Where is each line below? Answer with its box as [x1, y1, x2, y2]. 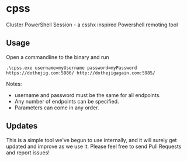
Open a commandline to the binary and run [6, 53, 109, 60]
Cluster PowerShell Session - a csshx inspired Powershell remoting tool [6, 21, 178, 28]
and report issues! [6, 149, 50, 156]
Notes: [6, 80, 22, 87]
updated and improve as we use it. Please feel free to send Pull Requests [6, 143, 182, 150]
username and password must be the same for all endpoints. [14, 91, 161, 98]
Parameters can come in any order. [14, 104, 99, 111]
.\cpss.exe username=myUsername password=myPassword [6, 65, 137, 71]
